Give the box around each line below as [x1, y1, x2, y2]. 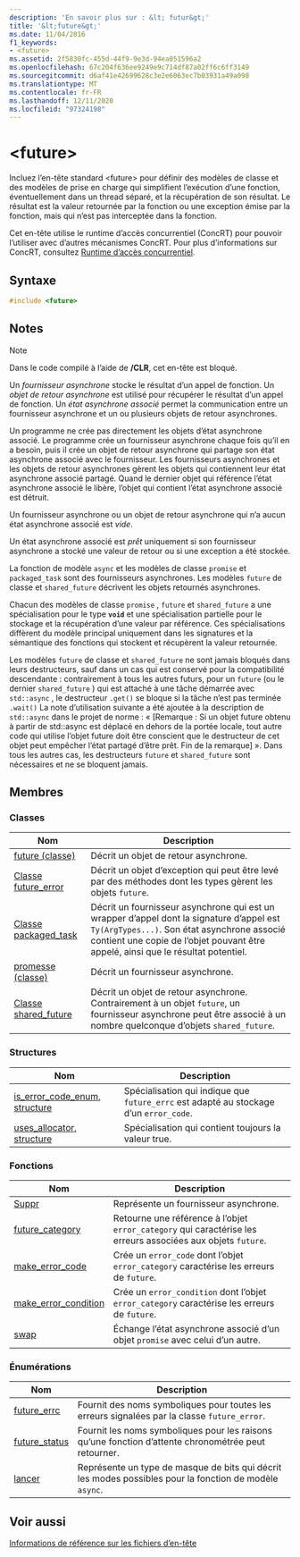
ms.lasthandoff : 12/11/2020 [9, 96, 114, 105]
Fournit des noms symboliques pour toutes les [77, 1399, 272, 1411]
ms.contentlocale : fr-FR [9, 88, 102, 97]
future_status [13, 1435, 70, 1448]
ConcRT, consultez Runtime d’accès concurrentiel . [9, 247, 196, 257]
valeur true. [123, 1132, 172, 1145]
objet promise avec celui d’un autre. [112, 1334, 261, 1346]
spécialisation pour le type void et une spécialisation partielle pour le [9, 609, 262, 619]
